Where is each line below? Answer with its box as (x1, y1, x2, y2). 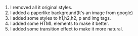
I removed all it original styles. (10, 5, 72, 10)
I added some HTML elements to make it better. (10, 20, 110, 26)
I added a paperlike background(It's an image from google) (10, 10, 133, 16)
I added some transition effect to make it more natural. (10, 26, 123, 32)
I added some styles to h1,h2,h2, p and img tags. (10, 15, 111, 21)
